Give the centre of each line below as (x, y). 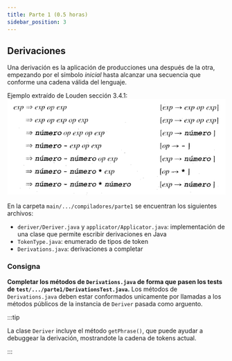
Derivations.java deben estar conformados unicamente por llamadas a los (114, 296)
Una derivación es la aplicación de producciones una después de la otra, (111, 68)
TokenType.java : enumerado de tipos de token (83, 241)
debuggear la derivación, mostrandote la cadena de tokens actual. (102, 338)
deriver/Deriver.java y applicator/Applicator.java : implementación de (121, 227)
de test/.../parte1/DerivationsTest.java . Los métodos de (92, 289)
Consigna (24, 267)
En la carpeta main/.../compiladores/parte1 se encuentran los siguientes (112, 206)
